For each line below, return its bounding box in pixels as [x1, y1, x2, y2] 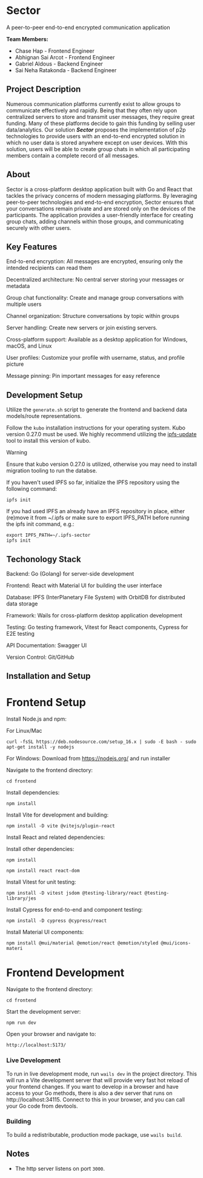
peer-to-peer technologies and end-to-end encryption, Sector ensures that [6, 198, 194, 206]
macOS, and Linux [6, 342, 52, 349]
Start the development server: [6, 1008, 81, 1015]
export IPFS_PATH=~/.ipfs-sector [6, 532, 91, 539]
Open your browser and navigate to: [6, 1031, 96, 1038]
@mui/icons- [161, 940, 191, 946]
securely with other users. [6, 224, 72, 231]
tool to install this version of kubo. [6, 437, 91, 445]
